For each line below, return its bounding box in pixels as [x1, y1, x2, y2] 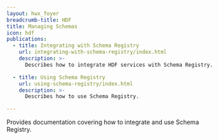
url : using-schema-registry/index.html [19, 80, 134, 87]
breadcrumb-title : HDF [6, 17, 72, 23]
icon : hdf [6, 29, 35, 37]
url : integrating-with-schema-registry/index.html [19, 49, 167, 56]
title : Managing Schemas [6, 23, 78, 30]
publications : [6, 36, 48, 43]
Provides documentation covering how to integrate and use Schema [6, 118, 199, 126]
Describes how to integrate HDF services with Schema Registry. [24, 61, 213, 68]
